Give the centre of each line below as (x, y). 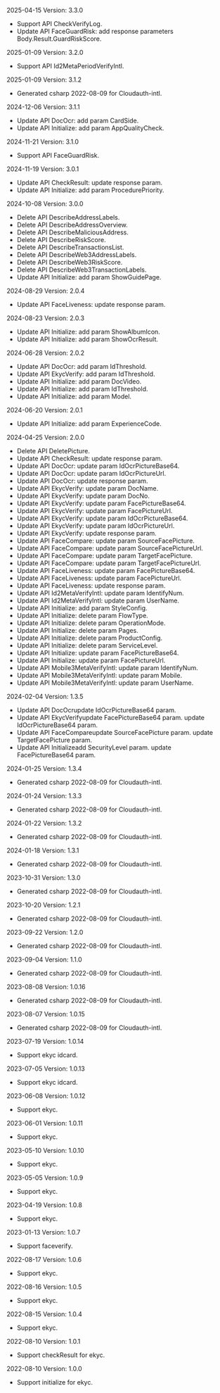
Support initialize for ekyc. (54, 1382)
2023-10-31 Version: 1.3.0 (44, 878)
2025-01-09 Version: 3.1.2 (44, 80)
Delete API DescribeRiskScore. (61, 240)
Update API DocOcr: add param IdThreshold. (82, 366)
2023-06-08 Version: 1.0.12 (46, 1096)
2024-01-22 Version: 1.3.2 (44, 823)
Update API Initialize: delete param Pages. (77, 630)
